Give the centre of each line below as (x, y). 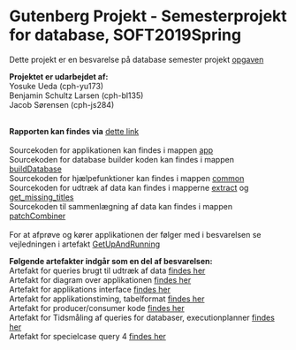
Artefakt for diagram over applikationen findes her (100, 279)
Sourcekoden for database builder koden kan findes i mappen (121, 159)
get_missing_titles (42, 197)
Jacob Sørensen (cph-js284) (62, 104)
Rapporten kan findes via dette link (74, 131)
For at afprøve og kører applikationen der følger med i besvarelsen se (135, 234)
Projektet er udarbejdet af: (59, 76)
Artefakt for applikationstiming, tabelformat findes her (107, 299)
